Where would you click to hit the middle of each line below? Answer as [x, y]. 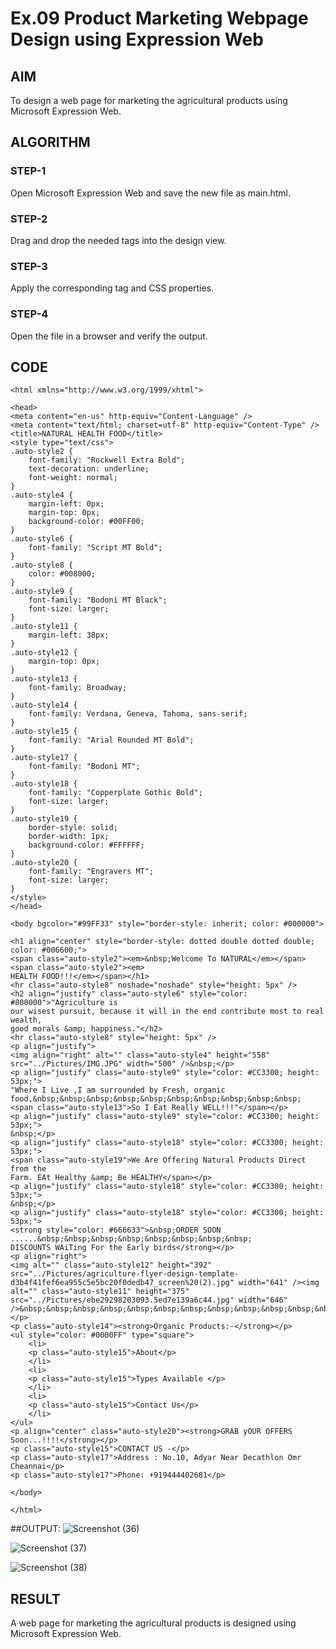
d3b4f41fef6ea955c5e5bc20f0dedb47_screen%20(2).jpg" [122, 1283]
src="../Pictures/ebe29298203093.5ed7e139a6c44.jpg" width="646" [149, 1300]
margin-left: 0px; [66, 504]
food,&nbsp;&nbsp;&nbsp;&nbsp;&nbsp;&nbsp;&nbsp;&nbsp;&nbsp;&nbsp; [156, 1099]
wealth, [26, 1020]
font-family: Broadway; [78, 688]
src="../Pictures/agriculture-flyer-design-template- [125, 1274]
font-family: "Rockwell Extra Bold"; [107, 460]
